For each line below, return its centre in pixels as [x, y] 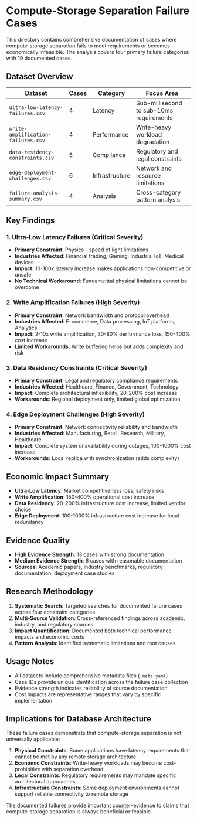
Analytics [26, 328]
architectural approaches [45, 782]
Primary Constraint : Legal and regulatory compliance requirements [96, 381]
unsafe [23, 275]
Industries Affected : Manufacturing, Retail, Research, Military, [90, 433]
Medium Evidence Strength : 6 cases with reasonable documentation [98, 560]
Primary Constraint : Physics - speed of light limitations [81, 250]
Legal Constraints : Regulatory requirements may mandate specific [95, 775]
